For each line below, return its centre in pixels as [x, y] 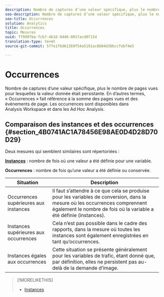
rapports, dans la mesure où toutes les [96, 229]
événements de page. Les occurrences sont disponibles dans [67, 104]
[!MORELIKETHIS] [35, 280]
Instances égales [27, 256]
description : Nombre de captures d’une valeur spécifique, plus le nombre [83, 10]
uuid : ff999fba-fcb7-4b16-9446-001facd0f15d [51, 37]
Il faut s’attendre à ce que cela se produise [101, 191]
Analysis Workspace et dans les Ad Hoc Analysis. [55, 109]
